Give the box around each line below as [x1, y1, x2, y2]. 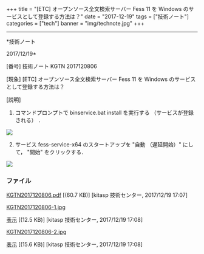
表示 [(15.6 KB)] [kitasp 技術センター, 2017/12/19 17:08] [6, 241, 143, 248]
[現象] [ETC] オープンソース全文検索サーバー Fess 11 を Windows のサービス [6, 75, 196, 83]
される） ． [15, 117, 44, 123]
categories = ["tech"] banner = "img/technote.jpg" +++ [6, 20, 144, 27]
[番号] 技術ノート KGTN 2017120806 [6, 63, 97, 70]
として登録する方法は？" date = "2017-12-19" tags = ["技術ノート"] [22, 13, 189, 20]
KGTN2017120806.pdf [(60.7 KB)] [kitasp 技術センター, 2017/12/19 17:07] [6, 191, 188, 199]
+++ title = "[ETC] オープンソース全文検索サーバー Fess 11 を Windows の [6, 5, 189, 12]
